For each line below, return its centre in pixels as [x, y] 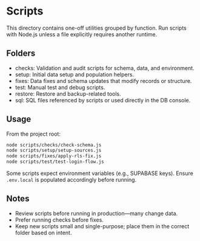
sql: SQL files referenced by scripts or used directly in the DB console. [103, 100]
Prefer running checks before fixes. [59, 220]
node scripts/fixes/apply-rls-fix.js [54, 156]
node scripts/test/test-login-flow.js [55, 162]
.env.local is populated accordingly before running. [72, 180]
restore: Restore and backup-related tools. [68, 94]
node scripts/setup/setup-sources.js [54, 150]
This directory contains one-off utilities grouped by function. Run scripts [96, 28]
